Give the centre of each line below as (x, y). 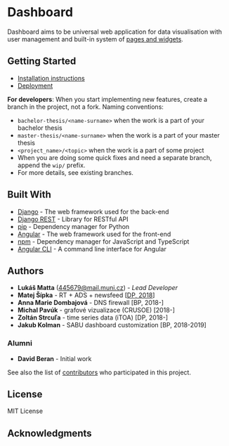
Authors (26, 271)
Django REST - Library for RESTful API (73, 219)
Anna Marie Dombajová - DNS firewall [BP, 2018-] (90, 303)
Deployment (35, 86)
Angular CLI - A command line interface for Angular (92, 249)
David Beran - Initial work (54, 358)
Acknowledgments (50, 433)
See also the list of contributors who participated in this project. (99, 372)
